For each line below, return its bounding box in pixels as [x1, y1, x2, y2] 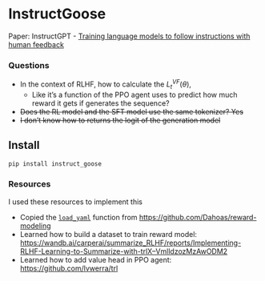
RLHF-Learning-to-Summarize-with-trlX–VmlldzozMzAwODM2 [19, 246, 228, 256]
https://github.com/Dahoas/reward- [139, 212, 257, 222]
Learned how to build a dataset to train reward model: [19, 229, 198, 239]
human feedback [8, 39, 64, 49]
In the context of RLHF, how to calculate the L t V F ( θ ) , [19, 78, 192, 90]
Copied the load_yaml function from [19, 212, 138, 222]
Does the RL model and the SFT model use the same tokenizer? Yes [19, 106, 244, 116]
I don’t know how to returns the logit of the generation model [19, 115, 221, 125]
